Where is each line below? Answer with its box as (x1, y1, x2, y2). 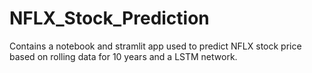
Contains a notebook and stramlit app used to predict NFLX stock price (9, 40, 302, 52)
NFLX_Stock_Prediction (9, 7, 210, 30)
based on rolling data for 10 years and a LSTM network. (9, 50, 238, 62)
